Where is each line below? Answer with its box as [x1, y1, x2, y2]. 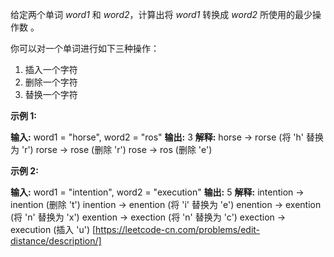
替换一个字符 [24, 89, 78, 100]
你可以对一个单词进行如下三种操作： [10, 43, 160, 54]
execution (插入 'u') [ [10, 224, 97, 235]
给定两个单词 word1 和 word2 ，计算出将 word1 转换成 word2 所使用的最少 [10, 9, 313, 20]
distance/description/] [10, 235, 102, 247]
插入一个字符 [24, 64, 78, 75]
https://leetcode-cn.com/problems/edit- [95, 224, 261, 235]
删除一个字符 [24, 76, 78, 88]
